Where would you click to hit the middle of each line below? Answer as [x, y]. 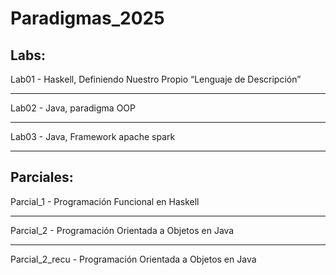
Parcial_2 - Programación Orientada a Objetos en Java [122, 230]
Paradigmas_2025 [87, 18]
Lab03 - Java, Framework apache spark [93, 136]
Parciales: [42, 177]
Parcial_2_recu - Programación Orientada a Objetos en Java [133, 259]
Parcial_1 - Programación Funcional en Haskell [105, 201]
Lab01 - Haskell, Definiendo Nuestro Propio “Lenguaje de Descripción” [156, 79]
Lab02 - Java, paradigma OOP [73, 108]
